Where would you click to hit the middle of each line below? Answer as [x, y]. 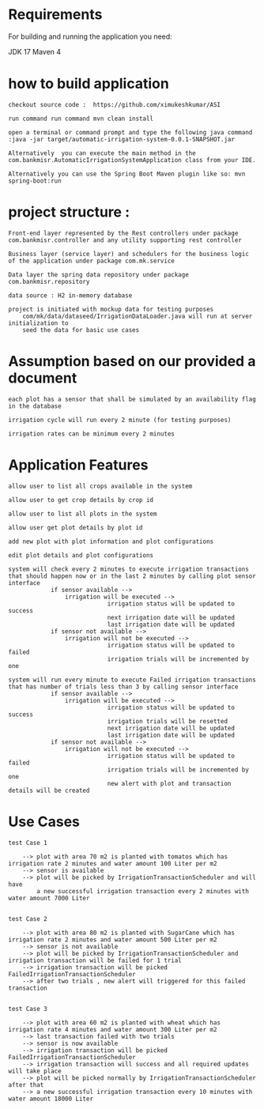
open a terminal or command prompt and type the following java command [130, 132]
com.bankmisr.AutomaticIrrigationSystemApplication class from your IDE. [132, 160]
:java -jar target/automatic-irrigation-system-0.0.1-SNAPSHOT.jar [122, 139]
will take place [35, 1071]
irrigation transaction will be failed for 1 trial [95, 960]
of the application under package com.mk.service [92, 261]
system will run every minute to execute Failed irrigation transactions [132, 680]
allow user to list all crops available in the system [100, 486]
